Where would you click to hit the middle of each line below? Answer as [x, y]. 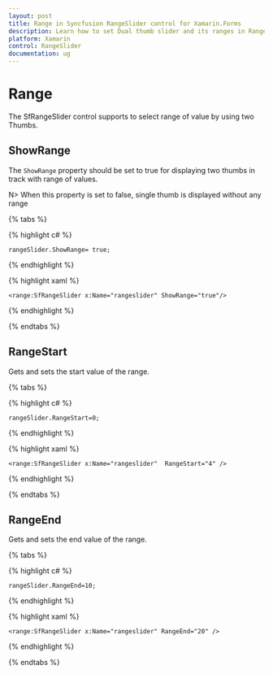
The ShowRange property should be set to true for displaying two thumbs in [132, 170]
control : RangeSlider [45, 46]
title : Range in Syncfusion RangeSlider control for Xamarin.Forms [125, 24]
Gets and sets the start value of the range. [79, 372]
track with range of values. [53, 179]
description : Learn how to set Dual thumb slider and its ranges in [127, 31]
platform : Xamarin [39, 39]
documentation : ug [39, 54]
